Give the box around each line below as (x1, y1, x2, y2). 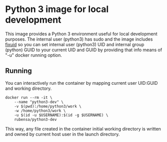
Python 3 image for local (5, 4, 109, 15)
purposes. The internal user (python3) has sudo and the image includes (5, 36, 153, 42)
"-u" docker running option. (5, 52, 62, 58)
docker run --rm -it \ (5, 95, 52, 100)
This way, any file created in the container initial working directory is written (5, 125, 161, 131)
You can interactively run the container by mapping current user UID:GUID (5, 80, 158, 86)
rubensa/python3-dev (14, 117, 57, 122)
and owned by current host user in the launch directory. (5, 131, 120, 137)
